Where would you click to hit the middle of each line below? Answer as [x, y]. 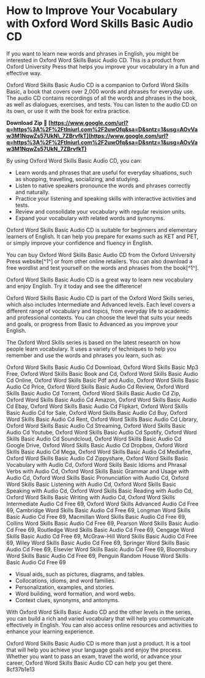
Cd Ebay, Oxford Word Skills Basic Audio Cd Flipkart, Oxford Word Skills [97, 406]
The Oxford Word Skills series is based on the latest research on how [93, 342]
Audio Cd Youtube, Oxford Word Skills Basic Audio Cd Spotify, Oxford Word [102, 432]
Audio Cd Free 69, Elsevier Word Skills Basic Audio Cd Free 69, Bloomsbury [102, 549]
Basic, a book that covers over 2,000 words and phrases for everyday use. [100, 91]
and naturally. [32, 192]
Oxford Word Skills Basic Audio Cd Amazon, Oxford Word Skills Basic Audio [102, 400]
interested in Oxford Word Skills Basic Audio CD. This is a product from [96, 60]
